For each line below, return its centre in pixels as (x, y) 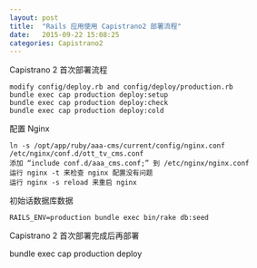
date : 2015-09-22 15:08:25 (64, 34)
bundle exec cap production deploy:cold (87, 111)
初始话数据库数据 (41, 201)
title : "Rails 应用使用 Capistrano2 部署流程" (95, 26)
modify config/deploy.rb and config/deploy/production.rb (121, 87)
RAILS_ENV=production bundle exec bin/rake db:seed (109, 218)
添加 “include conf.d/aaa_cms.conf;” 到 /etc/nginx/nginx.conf (129, 164)
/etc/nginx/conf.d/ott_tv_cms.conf (77, 154)
